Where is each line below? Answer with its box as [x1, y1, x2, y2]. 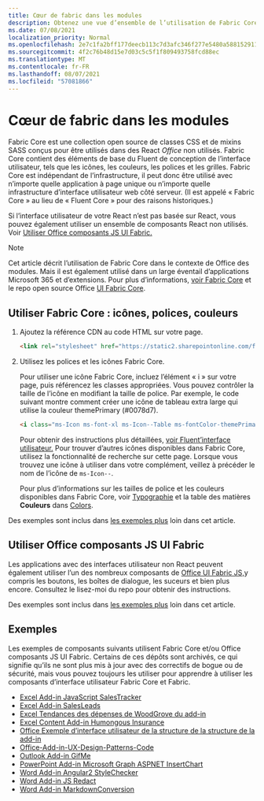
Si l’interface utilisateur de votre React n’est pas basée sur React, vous [8, 211, 236, 221]
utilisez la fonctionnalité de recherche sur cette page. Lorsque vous [19, 452, 238, 461]
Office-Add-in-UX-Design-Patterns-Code [19, 742, 155, 752]
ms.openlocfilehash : [8, 41, 76, 49]
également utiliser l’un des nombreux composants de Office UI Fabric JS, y [8, 568, 249, 577]
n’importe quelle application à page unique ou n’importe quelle [8, 179, 211, 189]
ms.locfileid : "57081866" [8, 77, 93, 85]
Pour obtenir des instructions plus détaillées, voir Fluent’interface [19, 435, 231, 444]
